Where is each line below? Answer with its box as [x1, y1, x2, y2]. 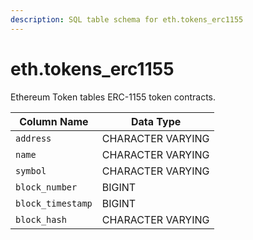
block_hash [15, 214, 67, 225]
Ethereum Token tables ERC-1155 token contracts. [10, 91, 217, 103]
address [15, 132, 52, 144]
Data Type [130, 114, 182, 128]
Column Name [19, 114, 89, 128]
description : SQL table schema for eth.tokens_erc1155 [10, 14, 244, 25]
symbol [15, 165, 47, 176]
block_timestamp [15, 197, 93, 209]
